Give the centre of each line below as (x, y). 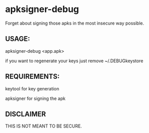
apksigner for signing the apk (35, 98)
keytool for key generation (32, 88)
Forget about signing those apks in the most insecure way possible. (75, 23)
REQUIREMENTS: (32, 77)
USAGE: (18, 39)
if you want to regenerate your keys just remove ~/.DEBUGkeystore (74, 61)
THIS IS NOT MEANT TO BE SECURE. (44, 126)
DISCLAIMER (25, 114)
